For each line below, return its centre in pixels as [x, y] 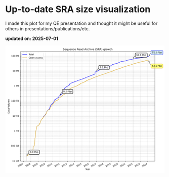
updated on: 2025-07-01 [32, 38]
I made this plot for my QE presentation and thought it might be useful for [81, 23]
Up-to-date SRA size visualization [78, 9]
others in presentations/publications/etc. [48, 28]
